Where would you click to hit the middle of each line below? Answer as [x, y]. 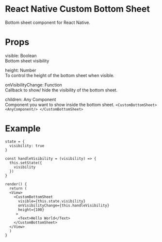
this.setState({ [26, 163]
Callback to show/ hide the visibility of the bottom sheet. [61, 90]
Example [23, 129]
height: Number [21, 70]
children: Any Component [31, 99]
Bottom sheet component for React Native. [48, 22]
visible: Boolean [21, 56]
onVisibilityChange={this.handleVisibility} [64, 205]
